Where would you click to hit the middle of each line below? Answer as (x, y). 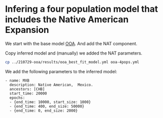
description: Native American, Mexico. (51, 85)
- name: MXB (17, 80)
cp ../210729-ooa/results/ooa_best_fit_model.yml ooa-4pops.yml (72, 62)
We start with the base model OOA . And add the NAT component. (71, 43)
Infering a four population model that (81, 9)
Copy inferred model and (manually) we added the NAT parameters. (74, 53)
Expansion (27, 30)
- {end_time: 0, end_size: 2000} (44, 111)
